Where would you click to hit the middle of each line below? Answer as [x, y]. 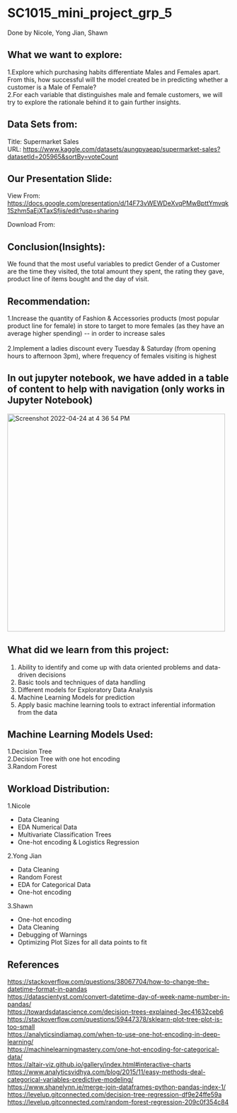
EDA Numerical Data [47, 827]
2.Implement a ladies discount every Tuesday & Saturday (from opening [112, 348]
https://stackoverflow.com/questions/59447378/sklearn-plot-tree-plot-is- [115, 1019]
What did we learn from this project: [88, 650]
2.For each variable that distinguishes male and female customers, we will [115, 94]
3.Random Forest [32, 767]
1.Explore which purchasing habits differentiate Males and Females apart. [114, 72]
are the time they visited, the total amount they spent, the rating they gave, [116, 271]
